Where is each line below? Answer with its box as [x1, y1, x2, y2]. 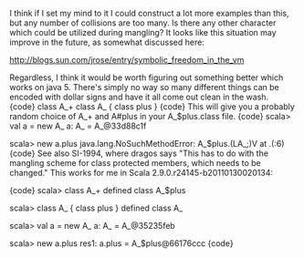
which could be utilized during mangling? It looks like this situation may [9, 27, 277, 37]
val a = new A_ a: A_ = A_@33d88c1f [9, 120, 147, 131]
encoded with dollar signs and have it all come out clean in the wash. [9, 91, 269, 102]
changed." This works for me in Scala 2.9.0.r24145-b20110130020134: [9, 168, 274, 178]
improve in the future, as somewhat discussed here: [9, 36, 205, 47]
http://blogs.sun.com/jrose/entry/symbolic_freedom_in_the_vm [9, 55, 245, 65]
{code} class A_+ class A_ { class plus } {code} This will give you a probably [9, 101, 295, 112]
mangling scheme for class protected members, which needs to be [9, 158, 262, 168]
